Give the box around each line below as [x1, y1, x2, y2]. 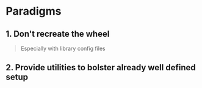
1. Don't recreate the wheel [5, 29, 110, 39]
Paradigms [5, 4, 62, 18]
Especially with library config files [20, 45, 106, 52]
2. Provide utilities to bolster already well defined [5, 62, 196, 73]
